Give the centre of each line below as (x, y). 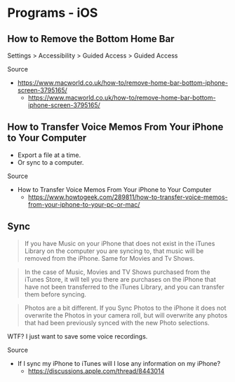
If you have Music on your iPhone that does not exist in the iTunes (120, 243)
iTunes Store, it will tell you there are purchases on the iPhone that (120, 279)
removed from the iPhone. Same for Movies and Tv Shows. (109, 258)
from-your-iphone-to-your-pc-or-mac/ (84, 204)
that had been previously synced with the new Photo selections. (117, 322)
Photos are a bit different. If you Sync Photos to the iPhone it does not (125, 308)
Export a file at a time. (49, 155)
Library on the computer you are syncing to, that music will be (114, 251)
